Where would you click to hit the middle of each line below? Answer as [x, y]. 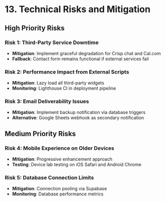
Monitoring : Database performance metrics [58, 194]
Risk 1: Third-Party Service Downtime [52, 43]
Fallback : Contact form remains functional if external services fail [80, 59]
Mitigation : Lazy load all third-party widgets [58, 83]
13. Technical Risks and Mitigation [78, 9]
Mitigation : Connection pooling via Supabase [59, 189]
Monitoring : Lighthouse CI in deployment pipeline [64, 88]
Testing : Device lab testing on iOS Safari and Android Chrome [77, 165]
